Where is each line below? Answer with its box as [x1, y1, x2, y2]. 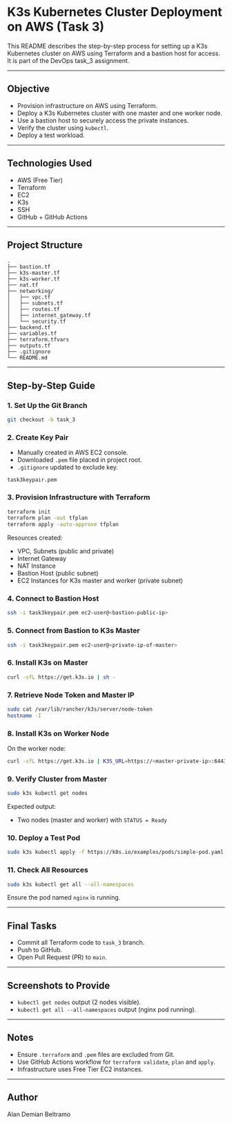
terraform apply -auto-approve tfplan [7, 521, 119, 528]
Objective [7, 83, 50, 95]
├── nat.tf [7, 282, 39, 289]
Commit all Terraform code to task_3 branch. [17, 938, 145, 947]
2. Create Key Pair [7, 432, 69, 442]
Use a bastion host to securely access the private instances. [17, 116, 189, 125]
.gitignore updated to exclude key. [17, 463, 119, 472]
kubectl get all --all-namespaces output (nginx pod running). [17, 1006, 197, 1014]
